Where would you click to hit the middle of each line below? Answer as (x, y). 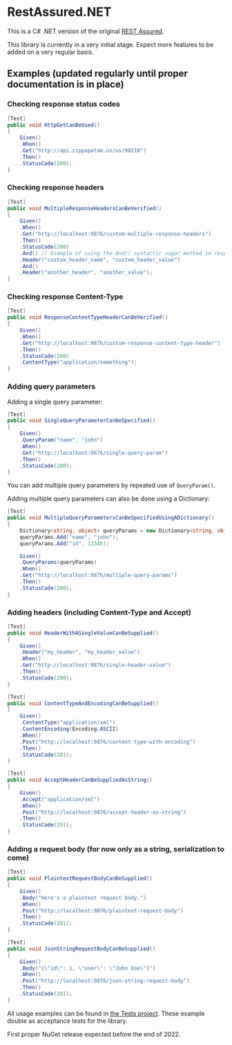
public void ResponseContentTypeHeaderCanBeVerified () (88, 318)
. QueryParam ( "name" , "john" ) (61, 440)
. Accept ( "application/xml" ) (60, 799)
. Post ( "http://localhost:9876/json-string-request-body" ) (105, 981)
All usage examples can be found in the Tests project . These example (106, 1013)
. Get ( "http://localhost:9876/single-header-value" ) (95, 665)
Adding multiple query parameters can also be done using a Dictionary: (109, 499)
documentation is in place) (66, 85)
